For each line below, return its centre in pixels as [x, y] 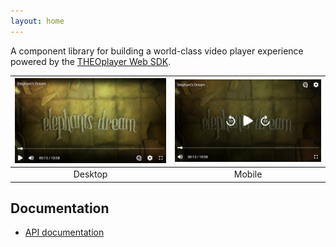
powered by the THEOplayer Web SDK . [91, 61]
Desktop [90, 174]
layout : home [37, 21]
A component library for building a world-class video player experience [157, 51]
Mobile [248, 174]
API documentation [64, 232]
